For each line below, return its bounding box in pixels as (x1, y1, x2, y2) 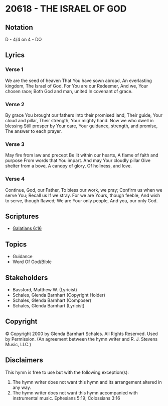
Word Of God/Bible (12, 259, 52, 265)
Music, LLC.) (5, 341, 32, 347)
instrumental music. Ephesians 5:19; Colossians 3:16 (12, 395, 120, 401)
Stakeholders (5, 273, 48, 282)
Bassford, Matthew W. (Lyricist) (12, 287, 78, 293)
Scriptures (5, 212, 39, 220)
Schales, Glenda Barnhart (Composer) (12, 297, 92, 303)
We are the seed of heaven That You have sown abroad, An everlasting (5, 77, 152, 84)
